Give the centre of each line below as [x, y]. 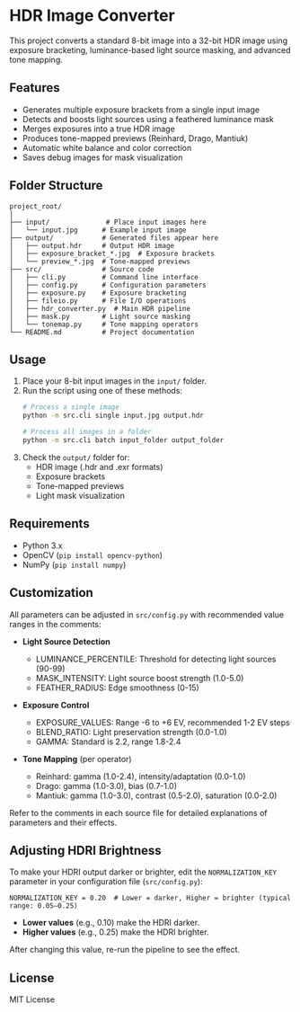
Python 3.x [42, 546]
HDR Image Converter [92, 16]
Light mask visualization [80, 495]
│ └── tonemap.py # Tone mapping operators [104, 324]
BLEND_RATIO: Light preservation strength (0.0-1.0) [131, 732]
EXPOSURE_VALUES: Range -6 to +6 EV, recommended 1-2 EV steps [163, 722]
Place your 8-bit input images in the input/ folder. [114, 381]
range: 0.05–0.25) [44, 906]
